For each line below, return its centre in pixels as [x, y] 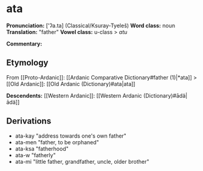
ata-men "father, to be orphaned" [57, 142]
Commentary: [24, 44]
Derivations [29, 121]
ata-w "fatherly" [35, 155]
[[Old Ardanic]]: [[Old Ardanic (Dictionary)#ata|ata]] [71, 84]
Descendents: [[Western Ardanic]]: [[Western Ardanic [74, 95]
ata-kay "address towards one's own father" [71, 136]
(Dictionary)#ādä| [165, 95]
